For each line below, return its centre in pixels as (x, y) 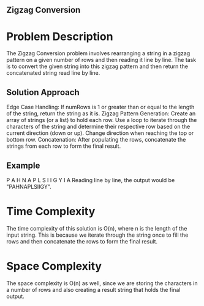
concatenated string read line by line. (53, 73)
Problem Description (60, 36)
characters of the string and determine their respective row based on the (98, 127)
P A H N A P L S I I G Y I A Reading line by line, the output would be (91, 180)
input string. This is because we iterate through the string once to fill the (97, 235)
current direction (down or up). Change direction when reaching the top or (100, 133)
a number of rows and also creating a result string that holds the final (93, 289)
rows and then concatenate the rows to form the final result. (82, 241)
